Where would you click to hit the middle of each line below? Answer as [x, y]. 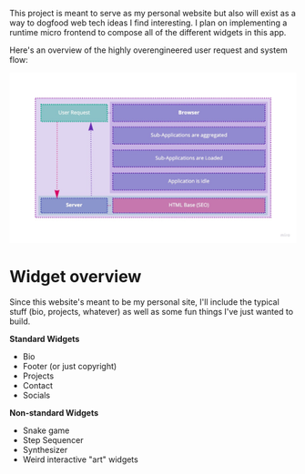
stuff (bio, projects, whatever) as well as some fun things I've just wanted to [152, 311]
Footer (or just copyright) [70, 366]
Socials [36, 395]
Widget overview [76, 276]
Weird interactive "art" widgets [80, 459]
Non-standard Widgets [54, 412]
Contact [37, 385]
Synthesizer [45, 449]
